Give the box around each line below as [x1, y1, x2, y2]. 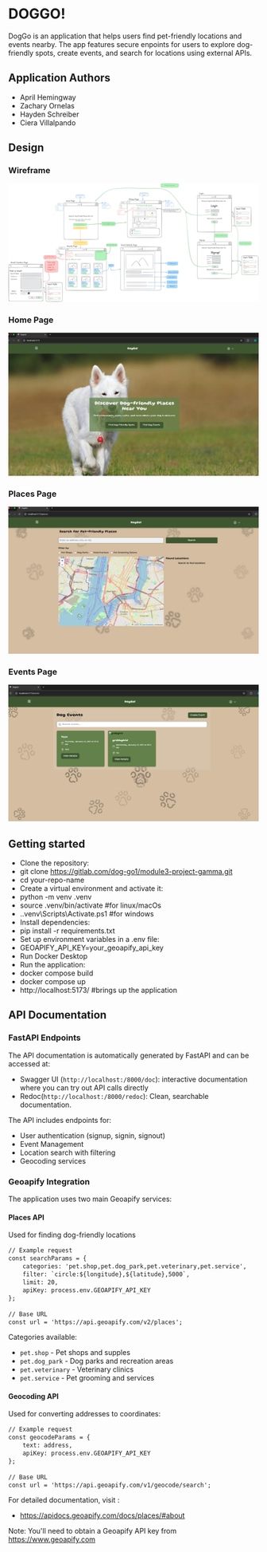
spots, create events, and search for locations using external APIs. [35, 48, 253, 57]
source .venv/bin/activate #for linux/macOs [19, 900, 161, 910]
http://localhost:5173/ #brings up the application [19, 986, 177, 995]
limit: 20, [22, 1278, 59, 1286]
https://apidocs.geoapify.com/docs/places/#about [19, 1511, 185, 1520]
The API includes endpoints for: [8, 1115, 111, 1125]
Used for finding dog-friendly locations [8, 1230, 137, 1240]
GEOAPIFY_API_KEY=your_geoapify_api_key [19, 943, 164, 953]
